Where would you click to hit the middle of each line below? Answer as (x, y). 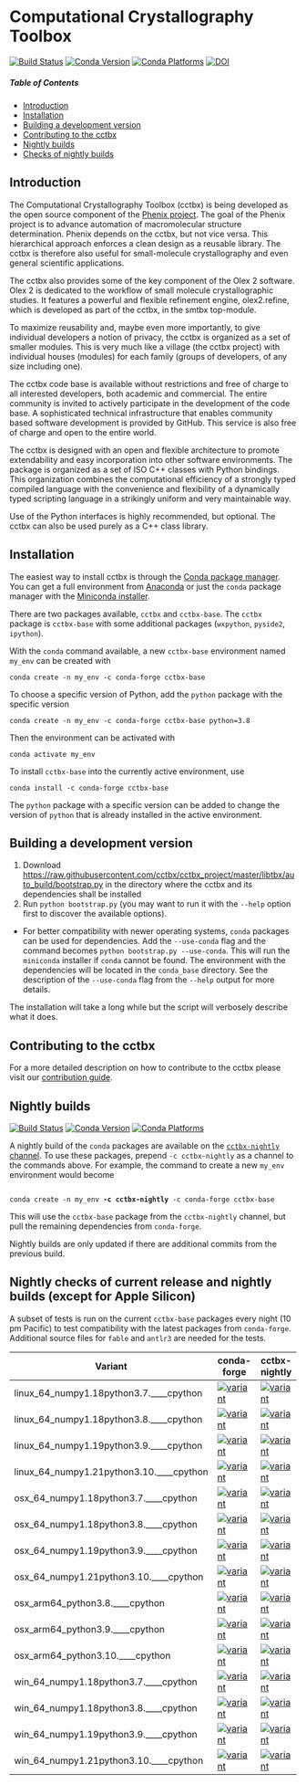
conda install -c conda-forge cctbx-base (89, 788)
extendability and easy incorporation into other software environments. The (151, 459)
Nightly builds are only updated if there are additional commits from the (143, 1244)
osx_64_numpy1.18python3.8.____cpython (106, 1524)
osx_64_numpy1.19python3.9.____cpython (106, 1550)
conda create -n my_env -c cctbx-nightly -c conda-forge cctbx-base (142, 1199)
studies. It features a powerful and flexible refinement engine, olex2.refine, (149, 299)
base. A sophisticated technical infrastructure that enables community (141, 413)
